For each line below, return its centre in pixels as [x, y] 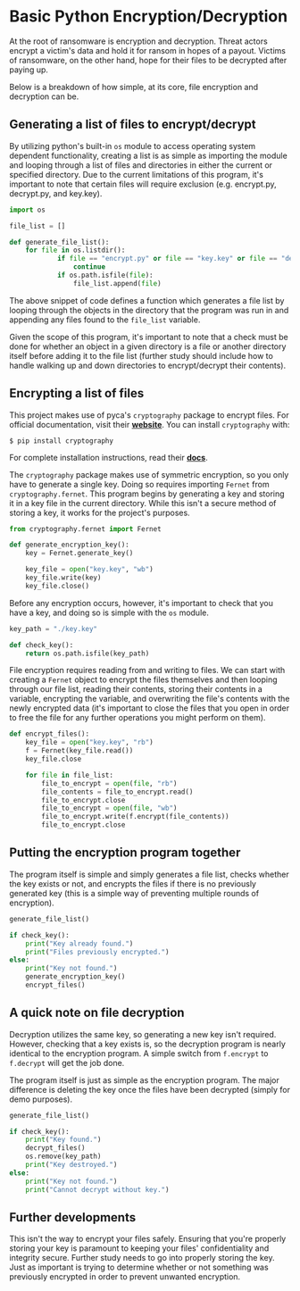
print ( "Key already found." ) [79, 944]
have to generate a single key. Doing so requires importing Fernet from [139, 484]
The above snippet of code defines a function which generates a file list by [147, 300]
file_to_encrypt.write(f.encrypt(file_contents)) [135, 817]
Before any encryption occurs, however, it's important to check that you [142, 603]
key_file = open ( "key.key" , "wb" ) [89, 570]
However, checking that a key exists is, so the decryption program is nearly [147, 1044]
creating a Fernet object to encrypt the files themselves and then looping [144, 679]
